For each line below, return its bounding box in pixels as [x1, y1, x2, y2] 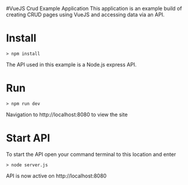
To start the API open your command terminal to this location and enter [6, 151, 176, 158]
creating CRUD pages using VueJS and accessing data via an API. [6, 11, 165, 18]
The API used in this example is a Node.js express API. [6, 61, 137, 68]
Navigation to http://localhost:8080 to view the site [6, 111, 128, 118]
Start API [6, 131, 51, 145]
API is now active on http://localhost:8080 [6, 172, 107, 179]
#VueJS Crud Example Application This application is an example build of [6, 5, 182, 12]
